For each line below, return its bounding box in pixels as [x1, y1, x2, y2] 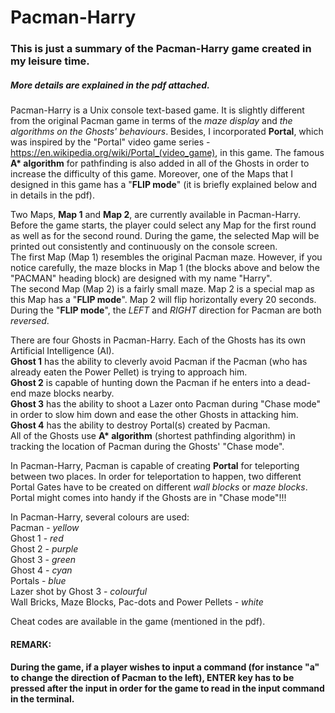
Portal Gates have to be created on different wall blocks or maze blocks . [10, 481, 308, 493]
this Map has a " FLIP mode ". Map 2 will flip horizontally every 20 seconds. [10, 294, 317, 306]
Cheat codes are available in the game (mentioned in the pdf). [10, 616, 266, 628]
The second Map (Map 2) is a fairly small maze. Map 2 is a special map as [10, 283, 315, 295]
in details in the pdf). [10, 189, 95, 201]
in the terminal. [10, 693, 75, 705]
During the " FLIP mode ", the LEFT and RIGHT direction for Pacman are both [10, 304, 322, 316]
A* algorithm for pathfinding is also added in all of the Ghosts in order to [10, 157, 310, 170]
